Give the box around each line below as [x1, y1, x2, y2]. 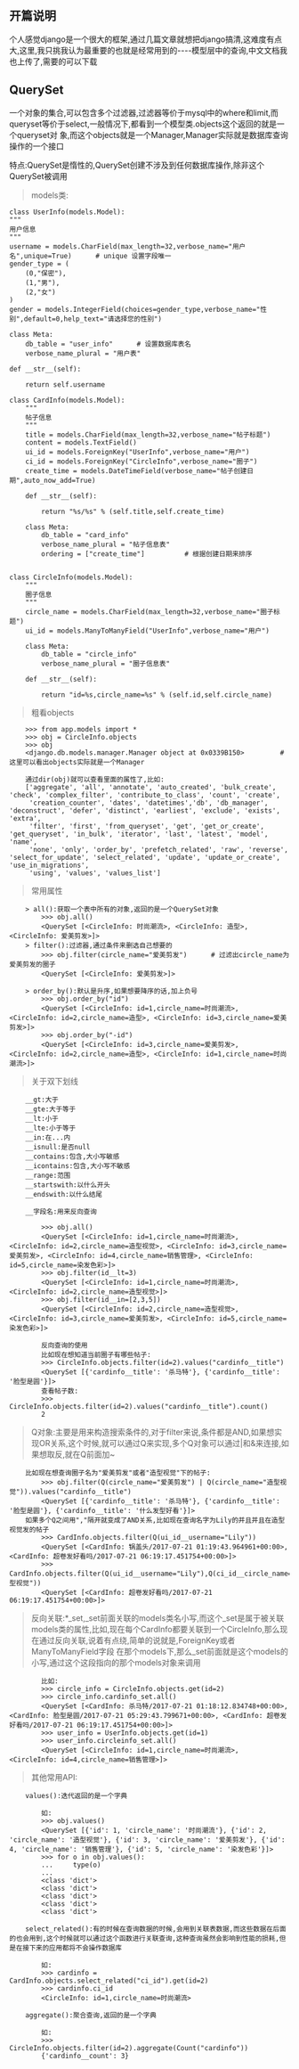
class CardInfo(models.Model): [9, 396, 125, 405]
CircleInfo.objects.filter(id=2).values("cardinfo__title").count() [9, 1402, 269, 1411]
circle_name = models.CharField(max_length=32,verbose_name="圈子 [25, 607, 274, 617]
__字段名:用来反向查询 [25, 1206, 98, 1216]
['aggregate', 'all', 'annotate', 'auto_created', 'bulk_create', [25, 782, 277, 791]
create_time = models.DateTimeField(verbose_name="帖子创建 [25, 466, 247, 475]
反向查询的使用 [41, 1340, 88, 1350]
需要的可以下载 [43, 56, 98, 67]
